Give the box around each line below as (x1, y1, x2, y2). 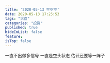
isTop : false (5, 39, 31, 44)
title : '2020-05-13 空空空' (5, 7, 60, 12)
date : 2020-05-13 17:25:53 (5, 12, 60, 16)
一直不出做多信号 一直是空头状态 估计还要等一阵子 (5, 52, 105, 58)
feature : (5, 34, 23, 39)
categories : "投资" (5, 20, 43, 26)
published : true (5, 25, 38, 30)
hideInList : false (5, 30, 42, 34)
